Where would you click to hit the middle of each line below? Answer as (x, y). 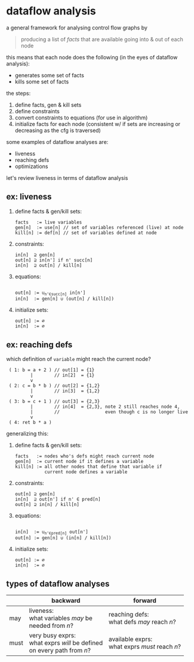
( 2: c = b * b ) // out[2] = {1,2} (54, 386)
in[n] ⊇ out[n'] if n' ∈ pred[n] (58, 499)
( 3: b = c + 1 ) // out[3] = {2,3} (54, 401)
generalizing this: (27, 434)
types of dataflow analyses (58, 584)
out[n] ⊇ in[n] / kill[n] (47, 504)
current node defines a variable (86, 472)
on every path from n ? (60, 651)
